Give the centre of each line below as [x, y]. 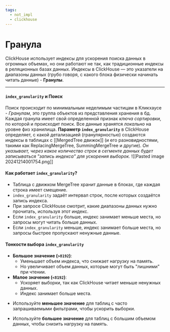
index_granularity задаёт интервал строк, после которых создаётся [86, 195]
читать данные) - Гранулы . [35, 80]
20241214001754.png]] [29, 161]
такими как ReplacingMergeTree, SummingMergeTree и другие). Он [77, 145]
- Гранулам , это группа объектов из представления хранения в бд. [78, 113]
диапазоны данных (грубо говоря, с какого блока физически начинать [82, 75]
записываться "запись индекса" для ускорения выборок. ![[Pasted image [85, 156]
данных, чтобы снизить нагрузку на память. [60, 324]
